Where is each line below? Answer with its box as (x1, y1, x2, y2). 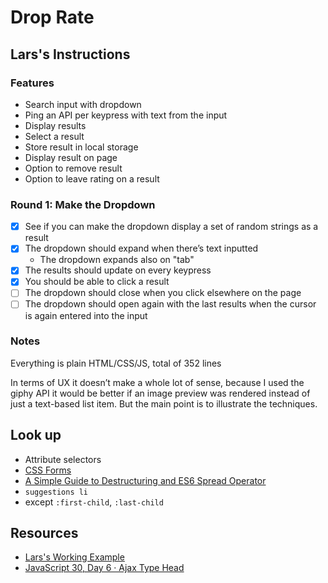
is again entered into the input (24, 309, 148, 321)
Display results (24, 119, 87, 131)
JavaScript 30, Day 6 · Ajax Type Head (24, 562, 185, 574)
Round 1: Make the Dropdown (10, 197, 156, 211)
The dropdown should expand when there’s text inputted (24, 242, 259, 255)
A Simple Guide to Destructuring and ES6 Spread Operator (24, 474, 267, 486)
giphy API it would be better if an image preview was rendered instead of (10, 387, 311, 399)
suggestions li (24, 487, 89, 497)
